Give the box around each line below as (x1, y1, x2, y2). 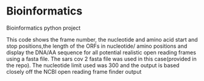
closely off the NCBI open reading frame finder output (6, 68, 142, 75)
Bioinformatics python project (6, 24, 81, 31)
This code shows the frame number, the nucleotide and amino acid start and (6, 36, 198, 43)
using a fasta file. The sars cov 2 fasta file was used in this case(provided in (6, 55, 197, 62)
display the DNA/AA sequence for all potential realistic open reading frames (6, 48, 197, 56)
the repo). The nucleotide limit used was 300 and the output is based (6, 62, 180, 69)
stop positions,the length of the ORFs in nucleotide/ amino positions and (6, 42, 188, 50)
